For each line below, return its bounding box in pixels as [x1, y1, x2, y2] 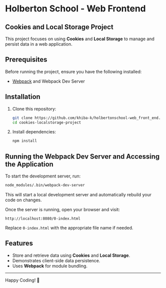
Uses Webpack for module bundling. [12, 263, 88, 269]
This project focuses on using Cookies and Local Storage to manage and [5, 36, 155, 42]
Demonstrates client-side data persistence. [12, 257, 100, 263]
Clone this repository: [12, 106, 56, 112]
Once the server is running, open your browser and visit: [5, 206, 120, 212]
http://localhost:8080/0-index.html [5, 216, 81, 221]
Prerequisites [5, 56, 47, 64]
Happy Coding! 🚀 [5, 277, 40, 283]
